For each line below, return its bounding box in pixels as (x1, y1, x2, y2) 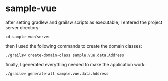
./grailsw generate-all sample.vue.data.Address (5, 71, 109, 76)
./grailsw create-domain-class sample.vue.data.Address (5, 53, 124, 58)
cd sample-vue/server (5, 34, 51, 39)
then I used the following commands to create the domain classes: (5, 43, 142, 49)
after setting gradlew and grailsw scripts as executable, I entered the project (5, 19, 163, 25)
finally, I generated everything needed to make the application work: (5, 61, 146, 67)
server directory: (5, 24, 40, 30)
